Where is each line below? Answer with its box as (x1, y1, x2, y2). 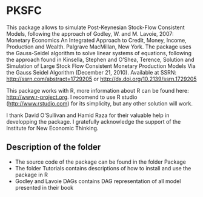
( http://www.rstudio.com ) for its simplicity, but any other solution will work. (6, 99, 193, 107)
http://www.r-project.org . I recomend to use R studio (6, 93, 138, 101)
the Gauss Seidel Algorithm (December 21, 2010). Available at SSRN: (6, 68, 177, 76)
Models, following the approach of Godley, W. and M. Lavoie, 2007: (6, 30, 174, 37)
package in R (15, 171, 48, 178)
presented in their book (15, 184, 74, 191)
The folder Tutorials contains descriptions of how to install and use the (15, 164, 191, 172)
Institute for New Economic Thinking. (6, 124, 99, 132)
